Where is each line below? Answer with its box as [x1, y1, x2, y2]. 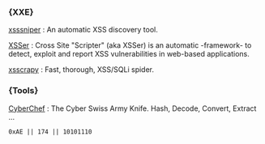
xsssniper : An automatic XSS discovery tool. [8, 25, 158, 35]
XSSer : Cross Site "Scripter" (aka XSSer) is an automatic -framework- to [8, 40, 252, 50]
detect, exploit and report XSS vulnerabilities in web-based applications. [8, 49, 250, 59]
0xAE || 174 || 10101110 [8, 128, 92, 136]
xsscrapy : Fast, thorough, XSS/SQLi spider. [8, 65, 155, 74]
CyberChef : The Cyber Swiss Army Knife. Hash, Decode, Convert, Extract [8, 104, 257, 113]
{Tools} [8, 85, 39, 96]
